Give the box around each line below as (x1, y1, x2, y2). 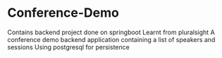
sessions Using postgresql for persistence (7, 43, 130, 51)
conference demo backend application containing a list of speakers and (7, 35, 216, 43)
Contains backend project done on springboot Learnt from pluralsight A (7, 28, 215, 36)
